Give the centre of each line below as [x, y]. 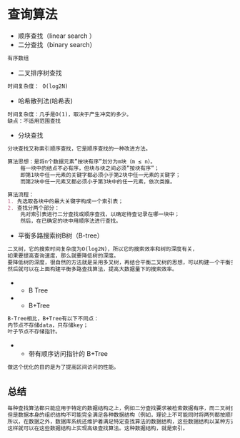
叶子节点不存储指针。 [34, 332]
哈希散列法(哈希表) [45, 101]
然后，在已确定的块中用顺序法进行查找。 [71, 221]
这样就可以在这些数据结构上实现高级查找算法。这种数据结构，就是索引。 [98, 428]
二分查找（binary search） [57, 44]
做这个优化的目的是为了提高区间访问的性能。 [63, 367]
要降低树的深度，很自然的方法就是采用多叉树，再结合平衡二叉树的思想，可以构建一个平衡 [119, 262]
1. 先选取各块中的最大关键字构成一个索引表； [65, 201]
